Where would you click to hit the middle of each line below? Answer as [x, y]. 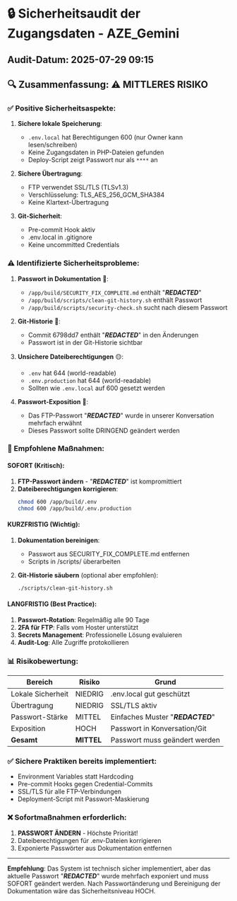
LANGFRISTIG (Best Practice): [52, 604]
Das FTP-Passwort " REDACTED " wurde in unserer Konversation [121, 415]
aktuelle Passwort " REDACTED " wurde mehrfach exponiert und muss [108, 876]
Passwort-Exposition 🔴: [53, 401]
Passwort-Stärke [39, 717]
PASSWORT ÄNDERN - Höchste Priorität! [78, 833]
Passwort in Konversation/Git [158, 728]
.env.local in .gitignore [60, 237]
